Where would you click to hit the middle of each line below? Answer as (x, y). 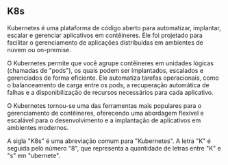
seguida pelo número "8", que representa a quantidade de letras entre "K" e (114, 148)
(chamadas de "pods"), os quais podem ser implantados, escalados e (105, 70)
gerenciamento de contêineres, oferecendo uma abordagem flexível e (105, 113)
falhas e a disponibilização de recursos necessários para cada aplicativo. (110, 92)
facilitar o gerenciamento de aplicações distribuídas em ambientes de (105, 42)
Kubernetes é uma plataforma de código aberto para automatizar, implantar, (114, 27)
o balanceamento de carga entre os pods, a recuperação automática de (109, 85)
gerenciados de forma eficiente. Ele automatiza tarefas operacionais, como (113, 78)
